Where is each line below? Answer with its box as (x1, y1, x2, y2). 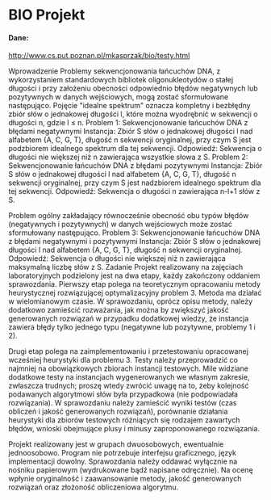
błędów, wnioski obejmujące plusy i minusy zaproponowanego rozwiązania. (8, 424, 261, 434)
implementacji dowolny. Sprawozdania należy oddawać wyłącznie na (8, 456, 238, 466)
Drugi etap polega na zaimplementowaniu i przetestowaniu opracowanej (8, 347, 248, 356)
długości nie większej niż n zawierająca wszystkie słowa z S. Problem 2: (8, 152, 248, 162)
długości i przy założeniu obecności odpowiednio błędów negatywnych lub (8, 83, 258, 94)
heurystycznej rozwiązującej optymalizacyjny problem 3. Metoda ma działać (8, 288, 262, 298)
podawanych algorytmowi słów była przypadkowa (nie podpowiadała (8, 389, 238, 399)
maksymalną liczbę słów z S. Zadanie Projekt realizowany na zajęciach (8, 263, 244, 272)
